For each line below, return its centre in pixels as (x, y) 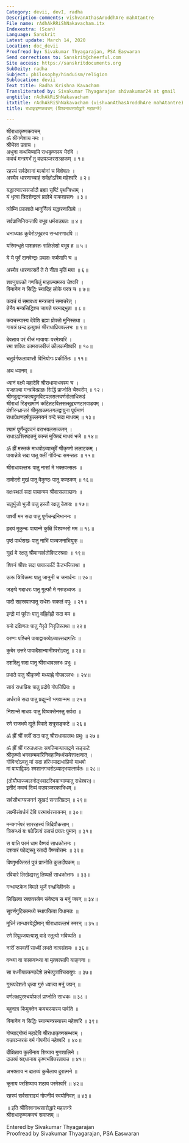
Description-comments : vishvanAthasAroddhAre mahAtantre (80, 18)
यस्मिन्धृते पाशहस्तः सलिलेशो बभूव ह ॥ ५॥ (47, 245)
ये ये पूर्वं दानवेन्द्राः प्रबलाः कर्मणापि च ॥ (42, 257)
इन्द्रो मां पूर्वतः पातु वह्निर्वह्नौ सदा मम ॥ (41, 614)
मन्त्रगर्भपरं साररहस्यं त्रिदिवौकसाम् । (40, 824)
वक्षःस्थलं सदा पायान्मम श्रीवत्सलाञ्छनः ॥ (44, 492)
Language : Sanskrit (31, 35)
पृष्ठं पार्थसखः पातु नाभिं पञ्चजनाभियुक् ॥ (45, 540)
